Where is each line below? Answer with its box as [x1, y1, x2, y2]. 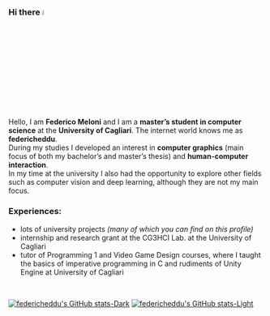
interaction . [8, 160, 49, 169]
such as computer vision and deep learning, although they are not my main [8, 177, 259, 186]
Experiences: [8, 206, 62, 217]
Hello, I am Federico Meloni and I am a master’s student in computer [8, 117, 242, 126]
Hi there [8, 6, 41, 18]
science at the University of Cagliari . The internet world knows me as [8, 125, 243, 135]
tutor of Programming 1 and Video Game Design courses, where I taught [19, 250, 261, 259]
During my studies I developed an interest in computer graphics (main [8, 143, 244, 152]
